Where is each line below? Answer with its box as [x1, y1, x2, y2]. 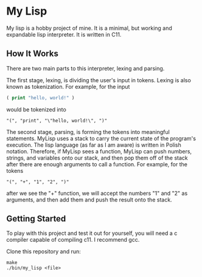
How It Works [6, 49, 59, 59]
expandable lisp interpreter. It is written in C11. [6, 30, 122, 38]
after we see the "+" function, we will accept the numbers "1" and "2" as [6, 189, 188, 197]
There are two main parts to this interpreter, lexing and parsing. [6, 65, 165, 72]
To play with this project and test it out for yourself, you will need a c [6, 230, 178, 237]
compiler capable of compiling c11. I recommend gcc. [6, 236, 140, 244]
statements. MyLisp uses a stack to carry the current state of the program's [6, 135, 197, 142]
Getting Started [6, 214, 66, 224]
